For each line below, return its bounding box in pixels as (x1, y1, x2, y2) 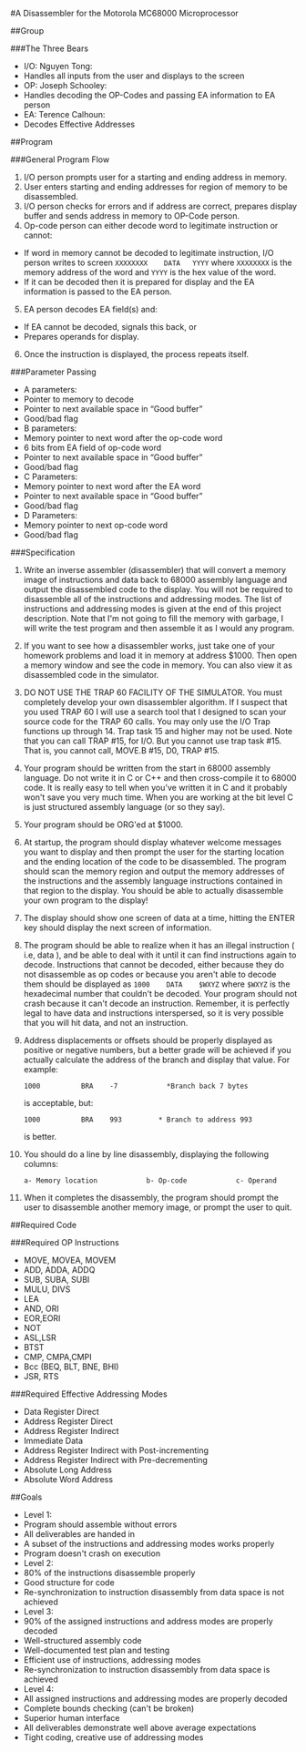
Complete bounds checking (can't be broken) (23, 1703, 195, 1714)
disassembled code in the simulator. (23, 670, 159, 680)
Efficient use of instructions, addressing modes (23, 1655, 201, 1665)
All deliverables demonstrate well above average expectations (23, 1722, 257, 1733)
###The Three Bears (10, 43, 89, 54)
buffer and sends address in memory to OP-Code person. (23, 210, 240, 221)
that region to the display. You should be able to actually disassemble (23, 886, 284, 896)
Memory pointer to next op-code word (23, 519, 168, 530)
